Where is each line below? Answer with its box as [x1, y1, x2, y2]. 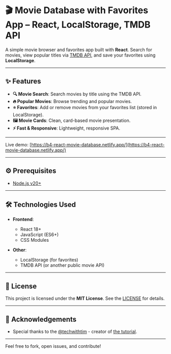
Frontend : [12, 216, 34, 222]
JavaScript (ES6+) [20, 232, 59, 238]
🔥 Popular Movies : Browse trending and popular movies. [12, 98, 132, 104]
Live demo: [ [5, 141, 32, 147]
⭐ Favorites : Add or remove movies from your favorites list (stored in [12, 104, 157, 110]
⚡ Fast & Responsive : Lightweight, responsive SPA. [12, 125, 121, 131]
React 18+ [20, 226, 42, 233]
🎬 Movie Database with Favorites [5, 5, 149, 16]
